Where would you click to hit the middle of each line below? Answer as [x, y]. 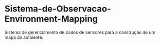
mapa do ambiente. [24, 37]
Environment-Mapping [51, 19]
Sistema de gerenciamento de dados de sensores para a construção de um [80, 32]
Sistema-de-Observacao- [58, 9]
